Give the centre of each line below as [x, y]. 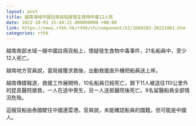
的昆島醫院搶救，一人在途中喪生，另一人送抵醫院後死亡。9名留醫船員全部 [95, 90]
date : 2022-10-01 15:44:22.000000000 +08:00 [62, 22]
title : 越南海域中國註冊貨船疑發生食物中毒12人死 [60, 17]
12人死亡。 [19, 58]
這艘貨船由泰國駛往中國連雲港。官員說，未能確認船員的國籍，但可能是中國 [96, 110]
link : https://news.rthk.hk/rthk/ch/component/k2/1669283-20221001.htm [96, 28]
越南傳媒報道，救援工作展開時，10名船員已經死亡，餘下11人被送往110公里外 [97, 83]
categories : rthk [27, 33]
